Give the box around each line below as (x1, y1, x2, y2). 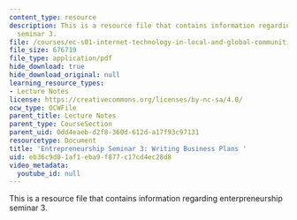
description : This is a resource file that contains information (9, 21, 255, 30)
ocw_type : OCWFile (9, 103, 77, 112)
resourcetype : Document (9, 136, 97, 145)
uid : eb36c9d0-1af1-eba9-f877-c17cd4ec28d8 (9, 152, 172, 162)
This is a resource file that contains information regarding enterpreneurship (9, 193, 283, 204)
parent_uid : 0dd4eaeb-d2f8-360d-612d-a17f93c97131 (9, 128, 200, 137)
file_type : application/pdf (9, 54, 113, 63)
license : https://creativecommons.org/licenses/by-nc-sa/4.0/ (9, 95, 243, 104)
